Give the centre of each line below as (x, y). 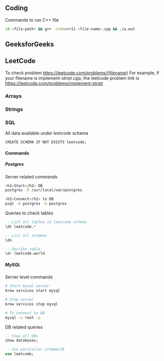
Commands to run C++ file (32, 20)
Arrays (14, 96)
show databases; (22, 341)
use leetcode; (20, 354)
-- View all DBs (22, 336)
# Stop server (20, 300)
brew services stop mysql (31, 304)
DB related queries (24, 327)
